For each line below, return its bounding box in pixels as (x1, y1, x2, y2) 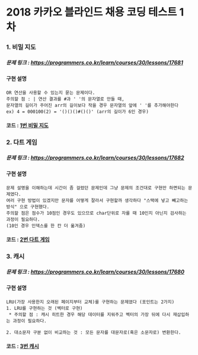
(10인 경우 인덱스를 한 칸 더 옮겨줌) (6, 222, 86, 229)
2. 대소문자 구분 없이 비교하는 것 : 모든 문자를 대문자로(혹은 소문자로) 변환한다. (6, 329, 181, 335)
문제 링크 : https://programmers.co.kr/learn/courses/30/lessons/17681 (6, 59, 184, 66)
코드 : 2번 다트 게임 (6, 236, 50, 243)
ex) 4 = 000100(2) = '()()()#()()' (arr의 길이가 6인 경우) (6, 108, 149, 115)
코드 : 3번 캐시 (6, 343, 40, 350)
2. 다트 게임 (6, 138, 37, 146)
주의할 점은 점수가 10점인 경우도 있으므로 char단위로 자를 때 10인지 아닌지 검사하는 (6, 210, 187, 216)
